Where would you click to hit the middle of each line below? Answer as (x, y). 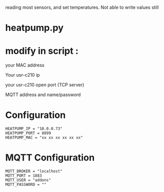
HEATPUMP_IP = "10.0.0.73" (34, 129)
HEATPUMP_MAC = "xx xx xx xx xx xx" (44, 138)
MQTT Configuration (50, 158)
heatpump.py (34, 28)
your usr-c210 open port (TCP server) (45, 85)
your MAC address (25, 65)
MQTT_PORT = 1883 (24, 176)
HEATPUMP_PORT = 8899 (28, 133)
